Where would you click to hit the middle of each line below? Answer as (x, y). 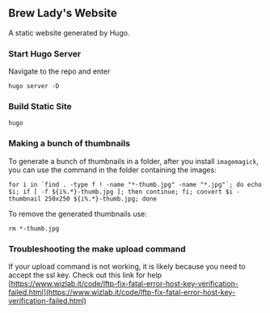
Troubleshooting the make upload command (97, 248)
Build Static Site (40, 107)
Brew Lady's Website (63, 13)
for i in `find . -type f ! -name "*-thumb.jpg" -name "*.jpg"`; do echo (135, 184)
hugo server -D (34, 87)
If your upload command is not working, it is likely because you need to (127, 266)
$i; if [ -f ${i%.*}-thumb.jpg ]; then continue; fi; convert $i (120, 192)
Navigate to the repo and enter (59, 71)
